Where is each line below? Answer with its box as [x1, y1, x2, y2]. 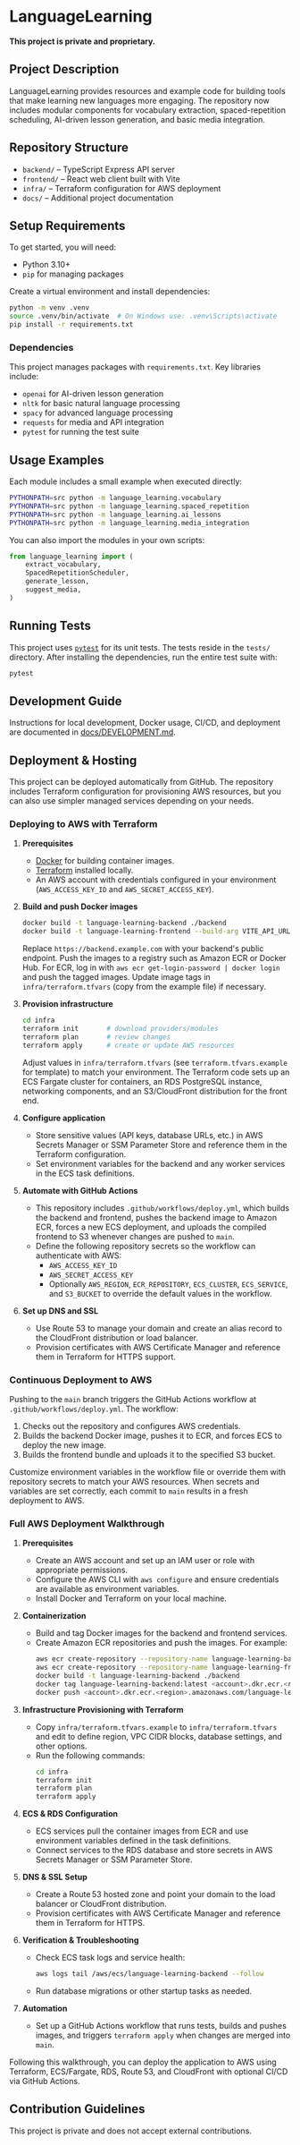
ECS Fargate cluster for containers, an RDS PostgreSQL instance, [21, 1076, 262, 1086]
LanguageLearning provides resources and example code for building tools [9, 85, 286, 96]
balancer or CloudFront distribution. [35, 1899, 167, 1910]
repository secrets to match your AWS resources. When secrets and [9, 1477, 260, 1487]
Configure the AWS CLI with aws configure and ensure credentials [35, 1574, 279, 1585]
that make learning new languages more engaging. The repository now [9, 95, 271, 106]
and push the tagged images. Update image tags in [21, 972, 212, 983]
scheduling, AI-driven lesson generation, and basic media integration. [9, 114, 266, 124]
